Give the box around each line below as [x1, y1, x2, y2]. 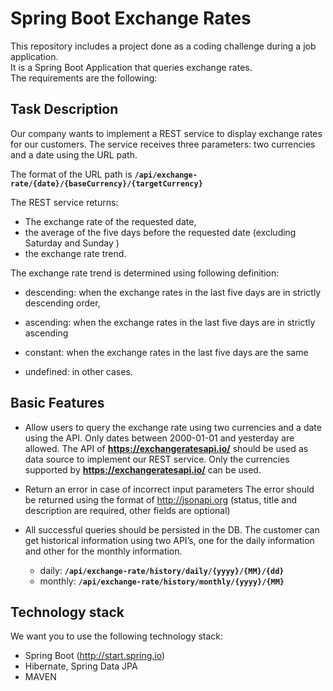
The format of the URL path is [10, 168, 133, 180]
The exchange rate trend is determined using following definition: [10, 267, 280, 279]
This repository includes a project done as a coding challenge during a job [10, 40, 317, 52]
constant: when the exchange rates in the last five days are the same [24, 346, 309, 358]
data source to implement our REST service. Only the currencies [24, 453, 290, 465]
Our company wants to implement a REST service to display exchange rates [10, 127, 323, 139]
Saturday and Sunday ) [24, 237, 120, 249]
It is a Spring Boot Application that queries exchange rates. [10, 61, 253, 73]
